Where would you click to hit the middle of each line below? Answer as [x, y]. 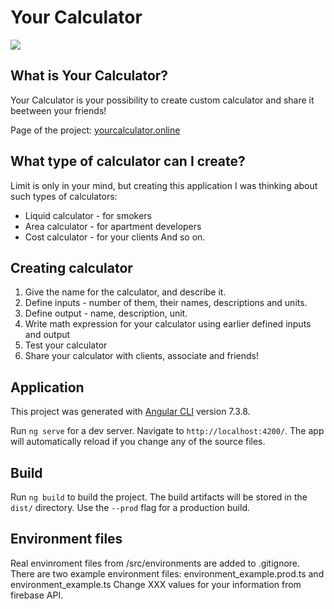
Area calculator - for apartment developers [113, 226]
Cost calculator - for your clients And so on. [115, 237]
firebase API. [37, 595]
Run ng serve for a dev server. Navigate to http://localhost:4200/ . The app [167, 431]
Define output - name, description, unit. [106, 313]
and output [47, 335]
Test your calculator [66, 345]
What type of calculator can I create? [128, 161]
